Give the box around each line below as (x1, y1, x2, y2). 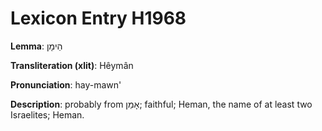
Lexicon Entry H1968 (10, 7, 187, 30)
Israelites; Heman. (10, 108, 85, 121)
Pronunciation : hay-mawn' (10, 78, 122, 91)
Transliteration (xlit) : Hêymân (10, 59, 134, 71)
